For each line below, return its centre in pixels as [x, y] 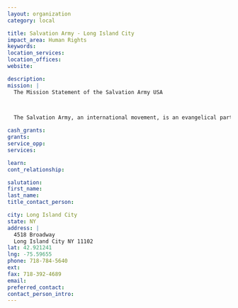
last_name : [23, 195]
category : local [31, 21]
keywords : [22, 47]
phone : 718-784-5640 [38, 261]
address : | [23, 228]
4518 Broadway [34, 234]
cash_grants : [27, 131]
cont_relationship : [36, 170]
